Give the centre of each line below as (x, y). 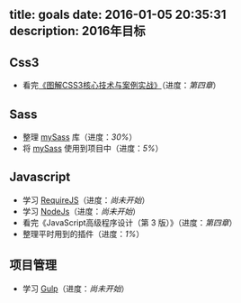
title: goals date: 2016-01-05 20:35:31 (118, 15)
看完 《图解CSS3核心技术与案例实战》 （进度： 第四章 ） (121, 86)
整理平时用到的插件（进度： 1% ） (83, 234)
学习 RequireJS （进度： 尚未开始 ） (86, 200)
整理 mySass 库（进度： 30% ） (80, 137)
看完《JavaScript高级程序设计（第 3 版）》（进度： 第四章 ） (129, 222)
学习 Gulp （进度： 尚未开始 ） (76, 289)
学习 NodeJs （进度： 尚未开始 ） (81, 211)
